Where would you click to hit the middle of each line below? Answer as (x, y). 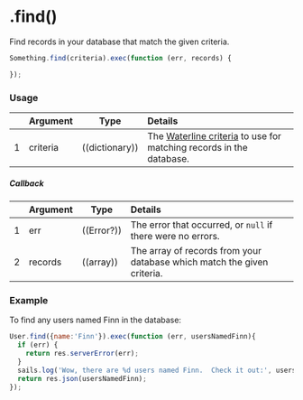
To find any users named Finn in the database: (96, 320)
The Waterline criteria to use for (215, 135)
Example (29, 300)
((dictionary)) (110, 147)
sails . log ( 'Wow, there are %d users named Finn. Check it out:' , (145, 370)
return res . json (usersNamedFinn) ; (82, 378)
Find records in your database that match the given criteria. (119, 42)
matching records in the (197, 147)
